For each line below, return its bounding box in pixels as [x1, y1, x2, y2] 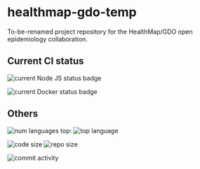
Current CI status [7, 55, 84, 67]
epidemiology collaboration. [7, 34, 88, 43]
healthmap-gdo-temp [7, 4, 137, 20]
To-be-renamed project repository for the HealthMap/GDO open [7, 27, 193, 36]
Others [7, 108, 39, 120]
